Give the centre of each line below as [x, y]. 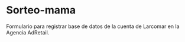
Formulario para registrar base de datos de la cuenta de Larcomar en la [93, 26]
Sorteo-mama [41, 10]
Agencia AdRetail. [28, 32]
